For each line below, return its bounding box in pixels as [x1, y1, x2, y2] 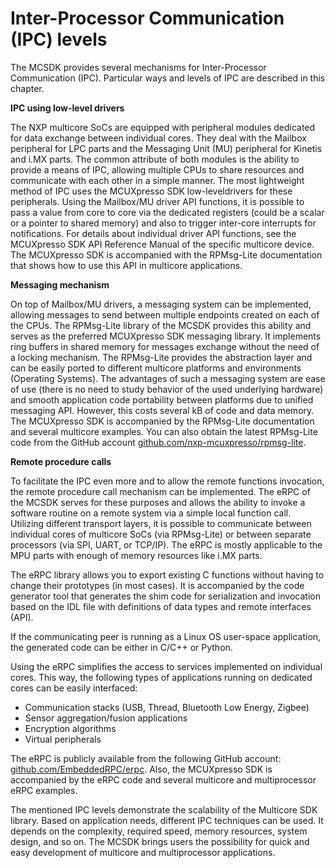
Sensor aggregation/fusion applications [24, 712, 188, 724]
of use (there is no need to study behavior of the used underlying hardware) [10, 383, 324, 395]
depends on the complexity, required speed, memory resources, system [10, 825, 308, 837]
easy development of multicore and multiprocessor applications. [10, 846, 276, 858]
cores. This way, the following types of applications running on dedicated [10, 671, 313, 683]
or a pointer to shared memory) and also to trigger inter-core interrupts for [10, 217, 317, 229]
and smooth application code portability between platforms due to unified [10, 393, 314, 406]
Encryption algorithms [24, 722, 117, 734]
